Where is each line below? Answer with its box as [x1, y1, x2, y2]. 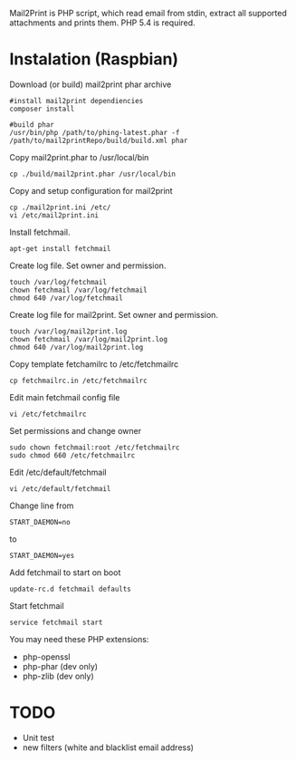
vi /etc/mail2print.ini [9, 210, 100, 220]
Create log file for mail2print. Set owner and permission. [9, 309, 219, 320]
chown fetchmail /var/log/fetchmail [9, 285, 148, 294]
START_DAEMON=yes [9, 551, 75, 560]
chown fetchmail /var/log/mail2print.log [9, 334, 168, 343]
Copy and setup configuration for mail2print [9, 185, 174, 196]
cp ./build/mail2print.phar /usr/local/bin [9, 169, 177, 178]
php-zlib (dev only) [22, 670, 94, 681]
